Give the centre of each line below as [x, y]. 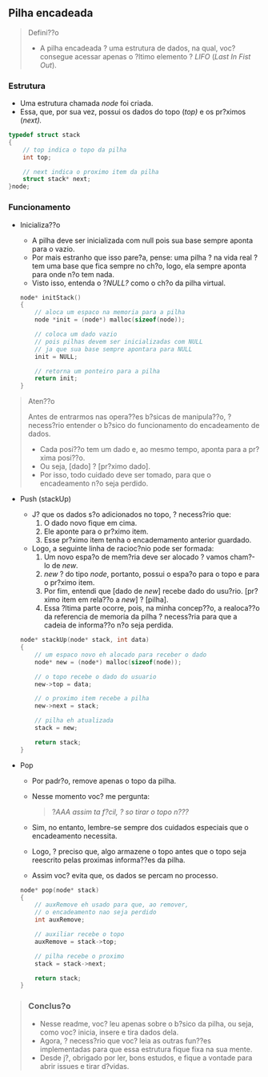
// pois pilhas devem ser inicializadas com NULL [119, 341]
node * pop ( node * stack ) [60, 890]
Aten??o [41, 401]
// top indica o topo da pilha [75, 150]
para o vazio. [53, 248]
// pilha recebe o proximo [80, 956]
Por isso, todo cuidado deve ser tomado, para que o [126, 475]
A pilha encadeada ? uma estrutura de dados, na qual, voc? [138, 48]
